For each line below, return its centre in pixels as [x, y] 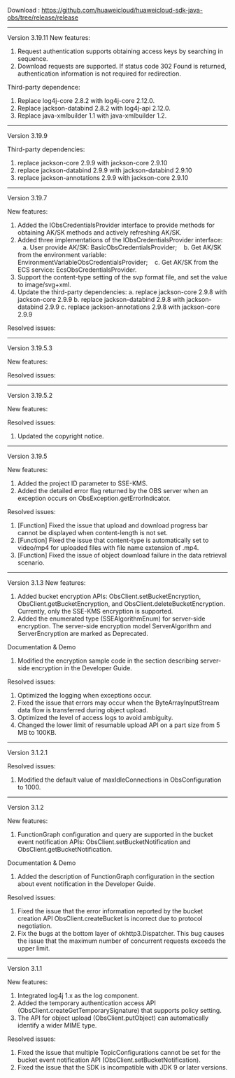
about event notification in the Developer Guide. [86, 884]
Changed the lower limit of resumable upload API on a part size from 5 [119, 725]
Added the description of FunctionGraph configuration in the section [116, 876]
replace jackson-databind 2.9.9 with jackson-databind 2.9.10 [105, 170]
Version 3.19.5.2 [30, 395]
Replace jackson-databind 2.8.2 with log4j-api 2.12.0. [94, 108]
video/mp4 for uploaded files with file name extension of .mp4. [108, 548]
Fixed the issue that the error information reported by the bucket [110, 911]
